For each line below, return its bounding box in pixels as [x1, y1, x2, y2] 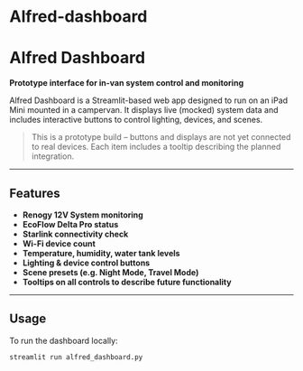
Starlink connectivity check [22, 228, 129, 239]
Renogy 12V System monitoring [22, 209, 144, 220]
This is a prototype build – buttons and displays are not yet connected [31, 132, 291, 143]
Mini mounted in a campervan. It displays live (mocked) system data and [9, 105, 279, 116]
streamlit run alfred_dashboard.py [9, 352, 143, 362]
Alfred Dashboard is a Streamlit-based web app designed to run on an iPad [9, 95, 289, 106]
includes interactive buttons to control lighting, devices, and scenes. [9, 115, 263, 125]
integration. [31, 151, 75, 162]
